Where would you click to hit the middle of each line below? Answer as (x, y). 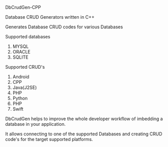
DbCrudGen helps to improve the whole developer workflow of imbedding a (84, 119)
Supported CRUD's (25, 67)
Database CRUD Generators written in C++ (50, 17)
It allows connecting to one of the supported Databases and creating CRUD (84, 134)
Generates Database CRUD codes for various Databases (64, 27)
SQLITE (20, 57)
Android (21, 77)
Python (20, 98)
